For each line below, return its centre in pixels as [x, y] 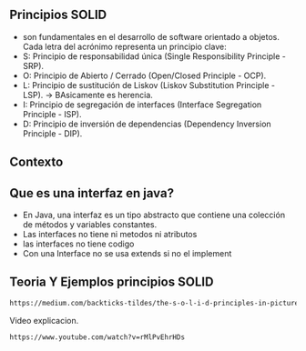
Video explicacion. [44, 320]
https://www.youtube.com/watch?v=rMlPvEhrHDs [97, 337]
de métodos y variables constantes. [90, 225]
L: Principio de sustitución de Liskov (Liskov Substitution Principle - [149, 85]
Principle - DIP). [52, 133]
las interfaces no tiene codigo [78, 244]
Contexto [36, 162]
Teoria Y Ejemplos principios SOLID [112, 282]
